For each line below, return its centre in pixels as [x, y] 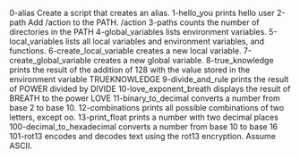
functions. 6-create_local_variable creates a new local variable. [125, 51]
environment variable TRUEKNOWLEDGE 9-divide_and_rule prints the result [149, 79]
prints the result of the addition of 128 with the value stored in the [130, 70]
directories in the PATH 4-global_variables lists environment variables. [138, 32]
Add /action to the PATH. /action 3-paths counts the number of [144, 22]
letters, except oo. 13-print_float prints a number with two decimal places [144, 117]
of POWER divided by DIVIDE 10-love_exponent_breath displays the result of [150, 89]
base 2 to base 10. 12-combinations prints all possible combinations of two [147, 108]
